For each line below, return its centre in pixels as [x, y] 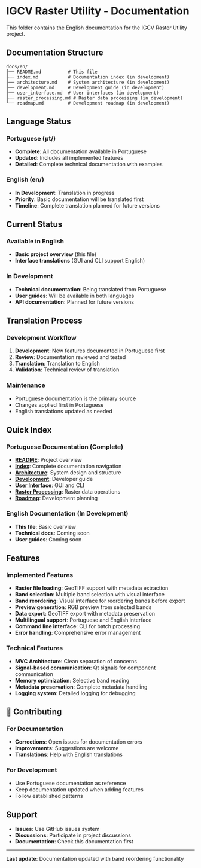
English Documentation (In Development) [67, 514]
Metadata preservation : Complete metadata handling [81, 687]
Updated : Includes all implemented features [69, 158]
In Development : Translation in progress [65, 193]
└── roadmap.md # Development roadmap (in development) [88, 103]
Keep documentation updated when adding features [79, 789]
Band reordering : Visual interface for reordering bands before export [100, 601]
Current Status [34, 225]
